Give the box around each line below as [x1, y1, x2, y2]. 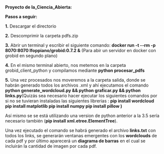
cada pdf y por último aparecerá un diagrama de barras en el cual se [5, 138, 146, 144]
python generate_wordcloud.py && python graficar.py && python [5, 88, 141, 93]
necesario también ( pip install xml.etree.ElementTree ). [5, 118, 118, 123]
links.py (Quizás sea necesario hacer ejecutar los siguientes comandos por [5, 93, 158, 98]
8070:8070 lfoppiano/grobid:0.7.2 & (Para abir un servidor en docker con [5, 48, 156, 53]
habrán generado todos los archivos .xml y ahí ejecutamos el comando [5, 82, 149, 88]
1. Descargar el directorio [5, 23, 57, 29]
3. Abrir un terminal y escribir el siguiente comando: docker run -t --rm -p [5, 42, 156, 48]
